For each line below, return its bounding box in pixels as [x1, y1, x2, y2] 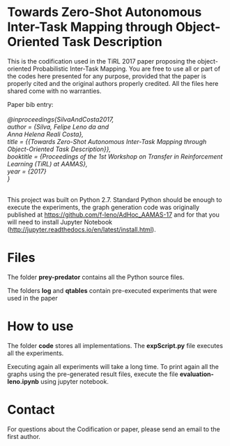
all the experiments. [7, 349, 64, 357]
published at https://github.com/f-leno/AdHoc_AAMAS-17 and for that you [7, 210, 220, 219]
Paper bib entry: [7, 100, 54, 108]
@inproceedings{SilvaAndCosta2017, [7, 115, 114, 123]
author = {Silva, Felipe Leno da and [7, 122, 109, 131]
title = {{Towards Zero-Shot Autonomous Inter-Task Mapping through [7, 137, 207, 145]
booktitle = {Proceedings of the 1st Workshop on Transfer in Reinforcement [7, 152, 223, 161]
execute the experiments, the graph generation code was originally [7, 203, 200, 211]
